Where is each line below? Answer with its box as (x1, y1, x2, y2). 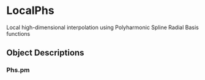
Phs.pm (6, 66, 30, 75)
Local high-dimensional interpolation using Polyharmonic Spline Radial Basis (6, 24, 199, 31)
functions (6, 30, 31, 37)
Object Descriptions (6, 48, 84, 58)
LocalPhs (6, 4, 54, 18)
